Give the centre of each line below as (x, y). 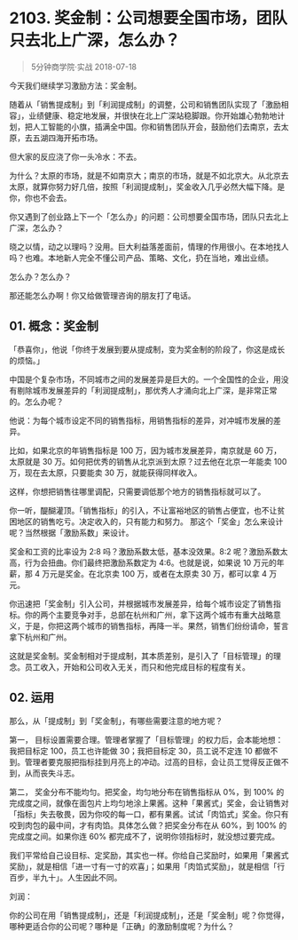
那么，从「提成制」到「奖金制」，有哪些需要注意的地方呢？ (116, 721)
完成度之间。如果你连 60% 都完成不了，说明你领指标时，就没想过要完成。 (145, 836)
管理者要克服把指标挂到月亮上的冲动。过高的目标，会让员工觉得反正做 (153, 761)
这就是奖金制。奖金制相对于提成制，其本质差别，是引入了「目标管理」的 (141, 656)
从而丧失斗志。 (52, 773)
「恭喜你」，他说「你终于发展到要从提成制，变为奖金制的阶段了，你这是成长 (147, 349)
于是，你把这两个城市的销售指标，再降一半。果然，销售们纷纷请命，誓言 (157, 625)
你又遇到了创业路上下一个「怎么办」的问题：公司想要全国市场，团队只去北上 (149, 216)
